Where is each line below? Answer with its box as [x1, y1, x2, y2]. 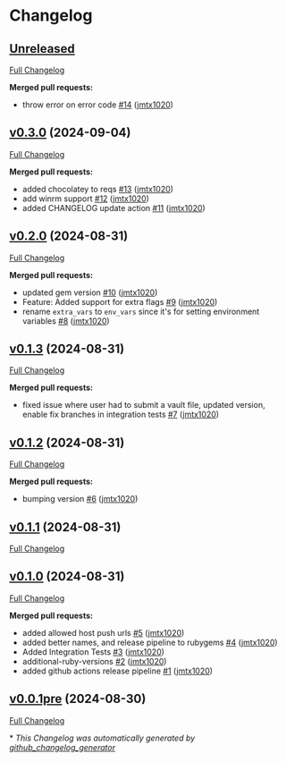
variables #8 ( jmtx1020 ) [21, 315, 110, 326]
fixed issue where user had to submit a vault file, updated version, [21, 400, 265, 411]
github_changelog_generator [9, 741, 116, 752]
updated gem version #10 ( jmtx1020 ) [21, 287, 158, 298]
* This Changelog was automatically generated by [9, 732, 196, 743]
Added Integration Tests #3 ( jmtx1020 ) [21, 646, 165, 657]
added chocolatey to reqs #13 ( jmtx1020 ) [21, 183, 174, 194]
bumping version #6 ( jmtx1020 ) [21, 494, 139, 504]
